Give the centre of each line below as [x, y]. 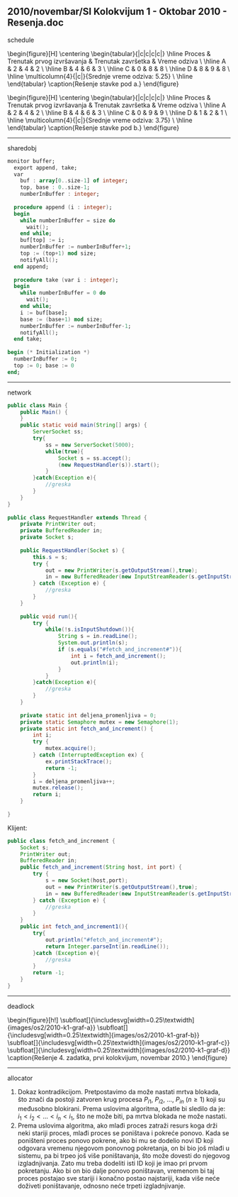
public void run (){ [49, 617]
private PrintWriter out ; [58, 524]
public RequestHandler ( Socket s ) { [73, 550]
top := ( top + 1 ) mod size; [58, 254]
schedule [21, 40]
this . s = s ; [51, 557]
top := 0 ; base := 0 [44, 365]
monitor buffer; [31, 161]
